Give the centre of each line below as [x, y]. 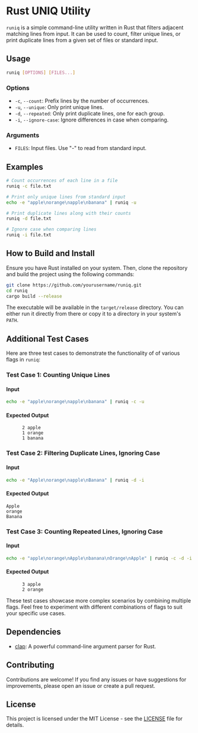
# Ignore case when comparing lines [51, 230]
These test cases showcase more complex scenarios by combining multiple [99, 600]
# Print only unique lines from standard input [66, 197]
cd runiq [17, 291]
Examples [25, 167]
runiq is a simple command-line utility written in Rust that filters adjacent [95, 27]
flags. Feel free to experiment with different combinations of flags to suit [94, 607]
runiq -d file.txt [29, 219]
